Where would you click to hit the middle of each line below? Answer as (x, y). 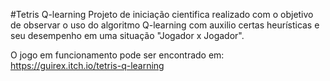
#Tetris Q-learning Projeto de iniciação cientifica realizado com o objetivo (162, 14)
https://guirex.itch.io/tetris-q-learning (87, 65)
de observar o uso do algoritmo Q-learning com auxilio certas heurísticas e (165, 25)
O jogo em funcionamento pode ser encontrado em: (117, 55)
